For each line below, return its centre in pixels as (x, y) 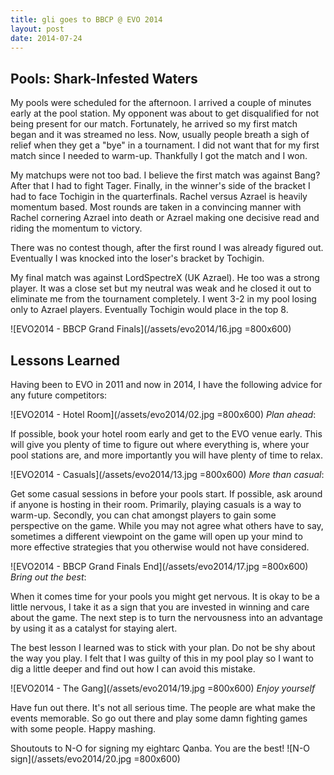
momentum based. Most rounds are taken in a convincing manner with (156, 207)
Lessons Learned (65, 360)
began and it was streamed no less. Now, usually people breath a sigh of (160, 135)
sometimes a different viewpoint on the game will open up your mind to (156, 536)
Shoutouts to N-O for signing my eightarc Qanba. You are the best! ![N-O (160, 748)
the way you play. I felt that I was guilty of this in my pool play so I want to (162, 658)
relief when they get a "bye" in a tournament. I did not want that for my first (165, 145)
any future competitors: (59, 395)
